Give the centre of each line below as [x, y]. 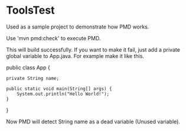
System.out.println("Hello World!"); [63, 94]
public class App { [28, 67]
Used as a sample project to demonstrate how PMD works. [78, 27]
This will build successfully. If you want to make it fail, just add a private [93, 49]
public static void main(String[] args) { [59, 89]
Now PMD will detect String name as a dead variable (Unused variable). [93, 122]
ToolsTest [30, 10]
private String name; [33, 78]
